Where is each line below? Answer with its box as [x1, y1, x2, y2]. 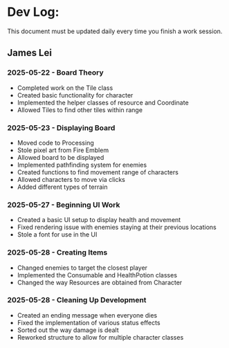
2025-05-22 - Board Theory [7, 68, 104, 77]
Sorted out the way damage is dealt [17, 326, 119, 334]
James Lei [7, 47, 52, 59]
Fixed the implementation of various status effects [17, 318, 161, 327]
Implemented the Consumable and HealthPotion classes [17, 271, 178, 279]
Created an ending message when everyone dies [17, 311, 158, 319]
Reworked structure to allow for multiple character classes [17, 333, 184, 341]
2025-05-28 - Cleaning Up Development [7, 295, 147, 305]
